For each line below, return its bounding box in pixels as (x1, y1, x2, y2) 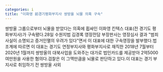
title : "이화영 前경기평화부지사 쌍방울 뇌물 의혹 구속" (5, 12, 103, 16)
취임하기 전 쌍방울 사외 (18, 61, 61, 68)
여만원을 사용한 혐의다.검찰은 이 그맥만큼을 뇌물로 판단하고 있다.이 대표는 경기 (5, 56, 152, 61)
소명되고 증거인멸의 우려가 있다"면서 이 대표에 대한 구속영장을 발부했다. (18, 37, 153, 43)
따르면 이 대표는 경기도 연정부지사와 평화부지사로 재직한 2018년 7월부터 (18, 43, 154, 49)
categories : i (5, 7, 34, 12)
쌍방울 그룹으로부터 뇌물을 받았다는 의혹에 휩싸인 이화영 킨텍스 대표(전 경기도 (5, 25, 151, 31)
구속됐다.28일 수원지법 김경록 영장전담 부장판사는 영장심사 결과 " (27, 31, 151, 37)
